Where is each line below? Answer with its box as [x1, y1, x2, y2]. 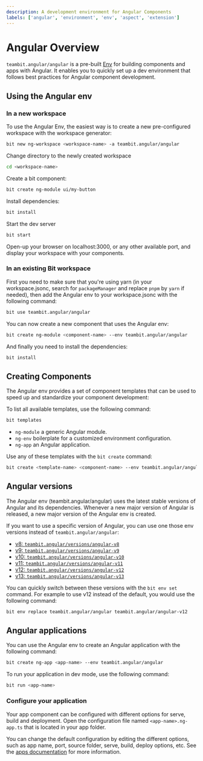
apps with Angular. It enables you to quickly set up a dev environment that [6, 67, 191, 75]
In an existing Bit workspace [6, 264, 91, 273]
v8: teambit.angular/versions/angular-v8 [14, 540, 120, 547]
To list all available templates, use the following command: [6, 405, 151, 413]
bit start [6, 231, 31, 238]
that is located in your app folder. [24, 723, 106, 731]
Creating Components [6, 371, 92, 382]
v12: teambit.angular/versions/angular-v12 [14, 566, 124, 573]
